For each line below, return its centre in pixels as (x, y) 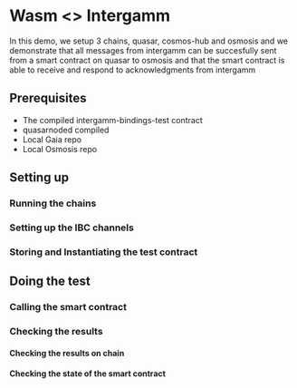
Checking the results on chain (67, 353)
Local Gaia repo (52, 139)
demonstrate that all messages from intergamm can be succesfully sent (143, 50)
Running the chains (53, 203)
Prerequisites (48, 98)
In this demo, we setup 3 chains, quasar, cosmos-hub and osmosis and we (148, 41)
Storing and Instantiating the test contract (104, 252)
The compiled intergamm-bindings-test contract (112, 120)
